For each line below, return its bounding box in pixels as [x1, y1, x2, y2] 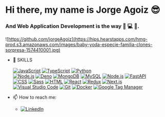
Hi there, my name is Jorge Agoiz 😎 [5, 4, 160, 16]
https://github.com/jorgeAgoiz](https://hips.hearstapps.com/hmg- [8, 36, 148, 42]
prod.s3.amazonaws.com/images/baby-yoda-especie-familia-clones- [5, 41, 153, 48]
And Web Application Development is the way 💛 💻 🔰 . [5, 22, 139, 30]
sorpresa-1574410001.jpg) [5, 47, 60, 53]
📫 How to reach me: [12, 94, 57, 101]
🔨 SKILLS [12, 57, 32, 63]
